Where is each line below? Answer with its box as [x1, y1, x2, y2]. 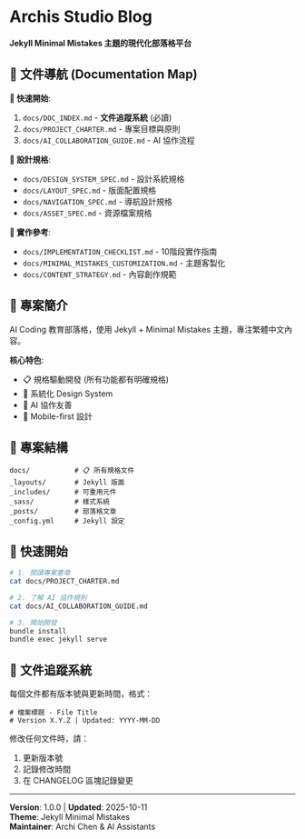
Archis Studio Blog [9, 6, 152, 27]
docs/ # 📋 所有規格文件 [9, 466, 134, 475]
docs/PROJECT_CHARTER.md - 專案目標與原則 [22, 123, 181, 134]
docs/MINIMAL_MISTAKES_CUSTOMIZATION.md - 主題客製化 [22, 257, 226, 268]
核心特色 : [9, 355, 44, 365]
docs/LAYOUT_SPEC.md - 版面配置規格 [22, 185, 157, 195]
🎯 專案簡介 [9, 298, 68, 314]
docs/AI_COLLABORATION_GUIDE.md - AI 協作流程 [22, 135, 195, 145]
